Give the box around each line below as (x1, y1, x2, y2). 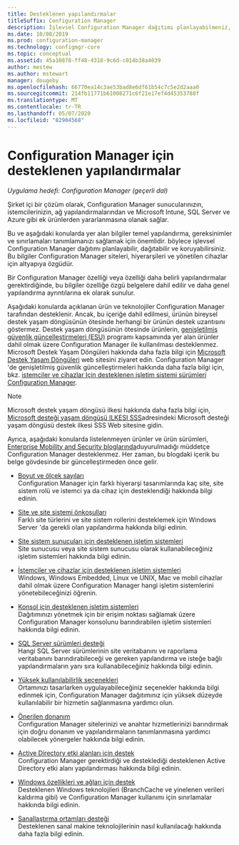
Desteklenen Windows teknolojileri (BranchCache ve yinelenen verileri (17, 785, 225, 794)
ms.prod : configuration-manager (7, 37, 103, 44)
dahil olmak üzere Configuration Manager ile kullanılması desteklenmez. (7, 340, 219, 348)
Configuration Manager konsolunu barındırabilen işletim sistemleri (17, 617, 212, 626)
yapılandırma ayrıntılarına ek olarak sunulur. (7, 288, 136, 297)
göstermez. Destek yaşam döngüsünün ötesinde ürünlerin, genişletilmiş (7, 325, 218, 333)
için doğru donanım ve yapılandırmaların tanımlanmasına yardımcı (17, 727, 210, 736)
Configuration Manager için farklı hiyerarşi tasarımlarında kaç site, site (17, 479, 224, 487)
